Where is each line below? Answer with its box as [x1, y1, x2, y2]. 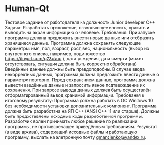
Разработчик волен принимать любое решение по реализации [5, 118, 137, 124]
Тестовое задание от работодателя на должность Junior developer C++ [5, 19, 156, 25]
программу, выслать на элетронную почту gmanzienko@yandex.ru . [5, 134, 146, 140]
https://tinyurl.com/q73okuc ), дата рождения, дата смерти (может [5, 56, 144, 61]
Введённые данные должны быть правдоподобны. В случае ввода [5, 66, 145, 72]
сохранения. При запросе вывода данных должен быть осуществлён [5, 87, 151, 93]
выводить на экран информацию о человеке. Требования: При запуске [5, 29, 155, 35]
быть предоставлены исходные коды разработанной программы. [5, 113, 143, 119]
